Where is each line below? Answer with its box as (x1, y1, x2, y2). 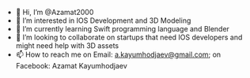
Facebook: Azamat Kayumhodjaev (15, 61, 128, 70)
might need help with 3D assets (15, 41, 119, 50)
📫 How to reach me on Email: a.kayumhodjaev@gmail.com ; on (15, 50, 222, 59)
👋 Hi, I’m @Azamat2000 (15, 8, 94, 17)
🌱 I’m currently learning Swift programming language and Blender (15, 24, 229, 33)
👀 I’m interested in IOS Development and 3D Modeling (15, 16, 191, 25)
